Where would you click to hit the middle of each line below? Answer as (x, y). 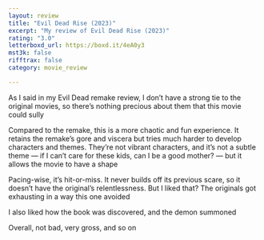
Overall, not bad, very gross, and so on (72, 227)
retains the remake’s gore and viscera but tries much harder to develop (125, 138)
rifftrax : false (35, 61)
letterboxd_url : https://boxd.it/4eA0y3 (77, 46)
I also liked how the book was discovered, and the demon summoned (122, 212)
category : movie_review (48, 68)
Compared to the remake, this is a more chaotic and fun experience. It (124, 130)
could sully (26, 114)
